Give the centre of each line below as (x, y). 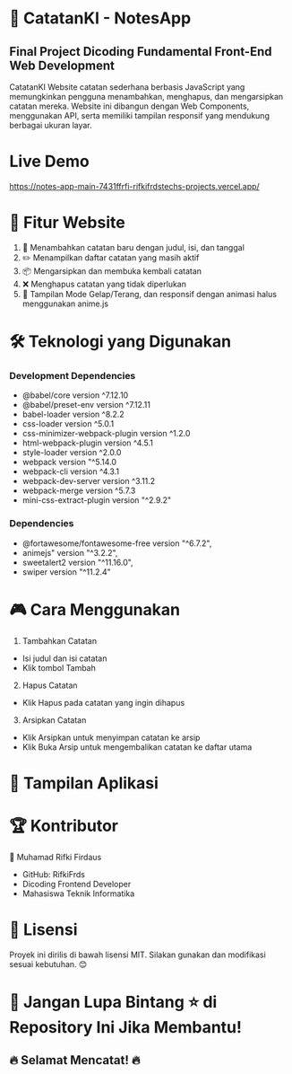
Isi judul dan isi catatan (64, 658)
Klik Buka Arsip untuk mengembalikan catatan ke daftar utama (137, 747)
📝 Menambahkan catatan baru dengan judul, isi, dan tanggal (133, 247)
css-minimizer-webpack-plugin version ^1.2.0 (106, 434)
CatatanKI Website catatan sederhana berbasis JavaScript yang (127, 87)
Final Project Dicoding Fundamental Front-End (141, 52)
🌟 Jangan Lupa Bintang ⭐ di (113, 1002)
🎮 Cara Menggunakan (95, 609)
